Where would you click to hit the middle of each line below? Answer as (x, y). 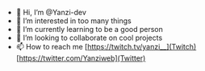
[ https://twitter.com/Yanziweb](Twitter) (81, 58)
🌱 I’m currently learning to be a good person (90, 29)
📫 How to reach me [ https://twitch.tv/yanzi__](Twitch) (106, 47)
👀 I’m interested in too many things (73, 21)
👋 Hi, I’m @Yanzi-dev (51, 12)
